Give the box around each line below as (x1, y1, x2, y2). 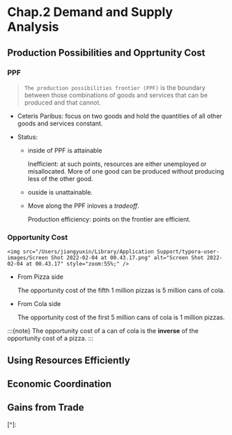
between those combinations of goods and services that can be (24, 91, 208, 99)
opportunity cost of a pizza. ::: (7, 334, 94, 342)
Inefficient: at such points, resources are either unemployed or (27, 160, 207, 168)
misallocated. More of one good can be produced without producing (27, 167, 224, 175)
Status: (17, 132, 38, 141)
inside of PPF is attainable (27, 146, 102, 154)
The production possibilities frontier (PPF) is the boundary (24, 83, 206, 91)
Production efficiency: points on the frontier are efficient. (27, 215, 192, 223)
